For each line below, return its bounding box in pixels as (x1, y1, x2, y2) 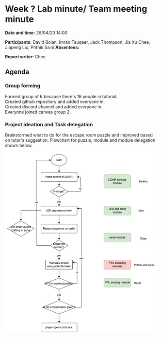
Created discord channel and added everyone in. (5, 103, 103, 110)
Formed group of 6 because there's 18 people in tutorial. (5, 93, 118, 99)
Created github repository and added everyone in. (5, 99, 105, 104)
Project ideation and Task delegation (5, 121, 93, 128)
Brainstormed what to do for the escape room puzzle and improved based (5, 132, 153, 138)
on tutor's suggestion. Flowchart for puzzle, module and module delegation (5, 137, 156, 143)
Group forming (5, 83, 40, 89)
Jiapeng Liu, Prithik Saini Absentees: (5, 44, 80, 50)
